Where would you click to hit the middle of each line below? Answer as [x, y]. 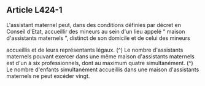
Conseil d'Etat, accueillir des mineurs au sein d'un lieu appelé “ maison [96, 31]
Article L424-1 [34, 10]
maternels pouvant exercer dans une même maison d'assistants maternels [100, 56]
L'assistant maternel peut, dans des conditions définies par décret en [94, 25]
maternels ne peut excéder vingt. [48, 76]
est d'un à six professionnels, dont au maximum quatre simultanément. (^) [100, 63]
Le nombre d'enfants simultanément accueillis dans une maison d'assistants [103, 69]
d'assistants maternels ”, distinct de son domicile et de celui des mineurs [98, 38]
